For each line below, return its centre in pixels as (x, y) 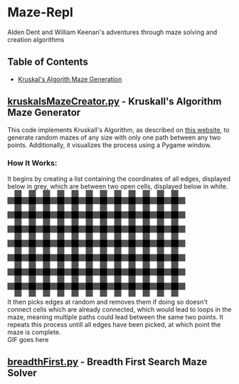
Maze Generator (44, 113)
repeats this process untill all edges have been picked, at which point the (114, 324)
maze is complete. (34, 332)
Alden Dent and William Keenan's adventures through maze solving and (112, 32)
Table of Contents (48, 62)
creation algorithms (36, 39)
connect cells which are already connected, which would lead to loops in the (120, 309)
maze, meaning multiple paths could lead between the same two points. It (116, 316)
